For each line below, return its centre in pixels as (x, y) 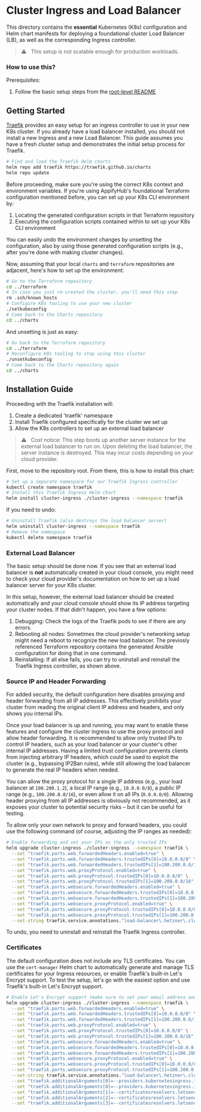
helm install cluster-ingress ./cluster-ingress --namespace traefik (95, 498)
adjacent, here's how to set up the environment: (65, 270)
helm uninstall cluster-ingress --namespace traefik (73, 527)
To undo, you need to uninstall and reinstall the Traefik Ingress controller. (96, 932)
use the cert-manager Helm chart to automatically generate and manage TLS (100, 967)
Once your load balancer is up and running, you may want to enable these (97, 725)
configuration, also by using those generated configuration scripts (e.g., (95, 246)
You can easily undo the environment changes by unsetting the (84, 239)
